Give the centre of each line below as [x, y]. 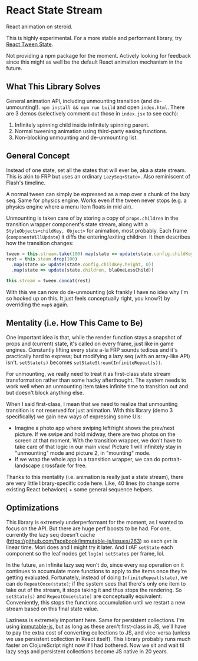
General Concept [38, 156]
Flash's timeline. [26, 183]
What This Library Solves [54, 87]
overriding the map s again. [37, 305]
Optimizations [32, 508]
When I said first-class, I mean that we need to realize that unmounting [92, 404]
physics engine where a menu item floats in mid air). [70, 206]
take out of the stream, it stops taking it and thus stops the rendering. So [94, 590]
